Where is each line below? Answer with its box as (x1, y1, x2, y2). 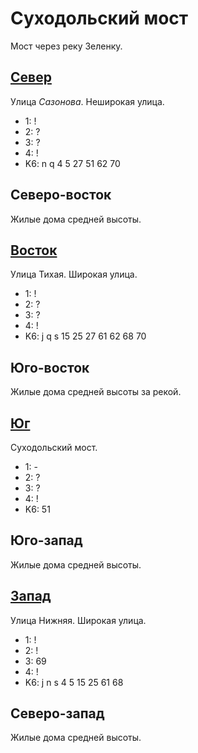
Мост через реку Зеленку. (10, 40, 123, 52)
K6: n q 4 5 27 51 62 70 (24, 157, 121, 169)
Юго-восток (10, 359, 90, 376)
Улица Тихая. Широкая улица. (10, 268, 138, 281)
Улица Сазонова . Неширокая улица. (10, 95, 165, 107)
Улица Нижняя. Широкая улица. (10, 614, 147, 626)
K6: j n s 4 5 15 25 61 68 (24, 676, 124, 688)
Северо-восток (10, 187, 112, 204)
